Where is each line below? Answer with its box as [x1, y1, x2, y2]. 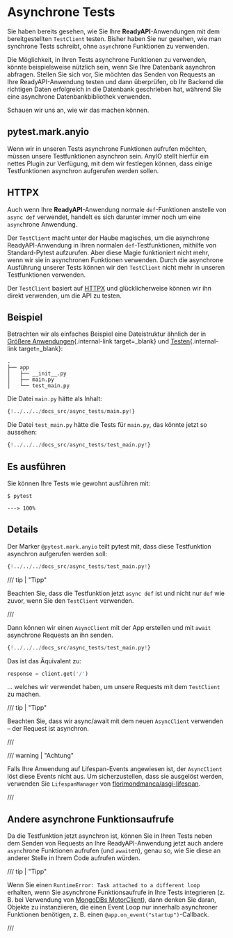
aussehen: [7, 428, 37, 437]
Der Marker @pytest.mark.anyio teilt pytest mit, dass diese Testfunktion [7, 542, 211, 550]
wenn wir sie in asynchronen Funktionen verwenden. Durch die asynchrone [7, 255, 224, 264]
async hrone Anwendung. [7, 220, 78, 228]
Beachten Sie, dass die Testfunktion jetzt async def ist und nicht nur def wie [7, 589, 225, 597]
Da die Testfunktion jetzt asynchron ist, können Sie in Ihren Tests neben [7, 832, 213, 840]
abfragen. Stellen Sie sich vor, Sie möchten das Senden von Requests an [7, 70, 216, 79]
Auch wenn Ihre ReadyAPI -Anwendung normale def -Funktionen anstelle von [7, 205, 227, 213]
